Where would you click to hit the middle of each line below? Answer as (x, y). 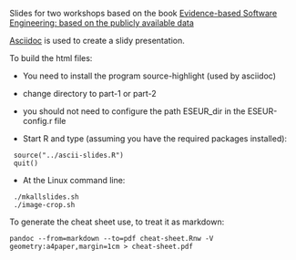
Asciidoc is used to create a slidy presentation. (97, 41)
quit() (26, 163)
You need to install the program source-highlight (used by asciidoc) (149, 76)
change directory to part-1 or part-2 (89, 94)
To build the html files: (51, 58)
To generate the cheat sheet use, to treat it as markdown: (117, 222)
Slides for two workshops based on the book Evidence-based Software (143, 13)
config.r (37, 121)
